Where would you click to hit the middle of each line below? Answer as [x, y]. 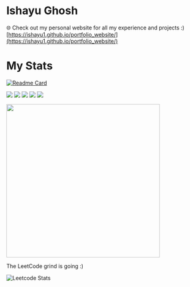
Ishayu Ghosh [42, 11]
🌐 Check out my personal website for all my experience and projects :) [96, 28]
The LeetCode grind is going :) [45, 266]
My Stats [30, 66]
